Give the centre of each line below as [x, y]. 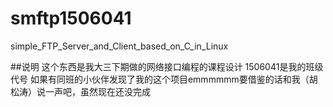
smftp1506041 [71, 18]
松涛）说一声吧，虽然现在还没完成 [80, 91]
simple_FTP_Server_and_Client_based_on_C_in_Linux [119, 46]
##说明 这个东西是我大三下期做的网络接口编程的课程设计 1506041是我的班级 [167, 66]
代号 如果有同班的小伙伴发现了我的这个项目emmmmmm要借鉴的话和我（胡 [164, 79]
